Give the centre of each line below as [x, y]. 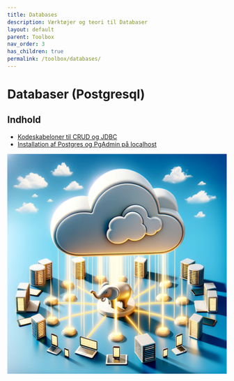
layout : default [31, 29]
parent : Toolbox [31, 37]
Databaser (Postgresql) [76, 95]
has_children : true [36, 52]
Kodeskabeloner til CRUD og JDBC [67, 137]
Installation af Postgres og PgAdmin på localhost [87, 144]
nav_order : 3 [26, 44]
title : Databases [32, 15]
